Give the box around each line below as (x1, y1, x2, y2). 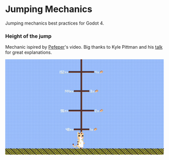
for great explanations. (5, 49, 52, 56)
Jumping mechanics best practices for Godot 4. (5, 20, 104, 26)
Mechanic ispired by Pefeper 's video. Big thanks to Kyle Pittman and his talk (5, 44, 163, 50)
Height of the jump (5, 33, 52, 40)
